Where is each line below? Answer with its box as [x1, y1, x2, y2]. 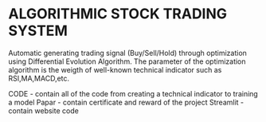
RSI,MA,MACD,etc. [8, 73, 70, 83]
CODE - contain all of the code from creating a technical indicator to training [8, 89, 259, 98]
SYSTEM [8, 22, 68, 40]
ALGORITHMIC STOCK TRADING [8, 5, 228, 23]
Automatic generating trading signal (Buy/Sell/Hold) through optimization [8, 48, 247, 57]
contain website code [8, 105, 80, 116]
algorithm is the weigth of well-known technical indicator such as [8, 65, 222, 74]
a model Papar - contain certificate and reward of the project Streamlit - [8, 97, 244, 107]
